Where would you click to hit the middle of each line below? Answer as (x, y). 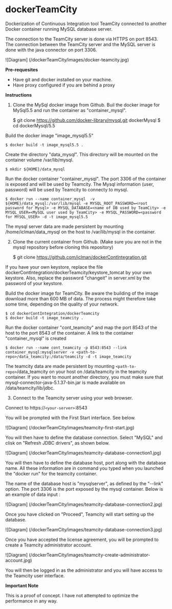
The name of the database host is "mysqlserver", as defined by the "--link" (84, 483)
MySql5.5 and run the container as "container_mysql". (70, 110)
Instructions (19, 95)
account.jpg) (19, 560)
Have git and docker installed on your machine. (62, 79)
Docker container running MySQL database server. (59, 29)
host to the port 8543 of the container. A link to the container (69, 333)
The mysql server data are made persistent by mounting (64, 226)
